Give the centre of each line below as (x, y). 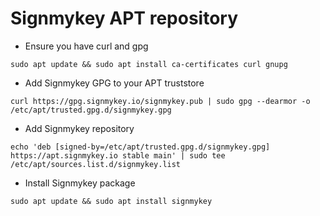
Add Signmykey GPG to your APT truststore (114, 83)
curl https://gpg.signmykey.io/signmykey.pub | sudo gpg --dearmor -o (160, 101)
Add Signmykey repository (79, 128)
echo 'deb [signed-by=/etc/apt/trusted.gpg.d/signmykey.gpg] (140, 147)
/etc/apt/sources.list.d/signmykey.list (96, 164)
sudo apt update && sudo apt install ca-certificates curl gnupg (149, 64)
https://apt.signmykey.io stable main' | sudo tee (118, 155)
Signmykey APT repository (124, 18)
